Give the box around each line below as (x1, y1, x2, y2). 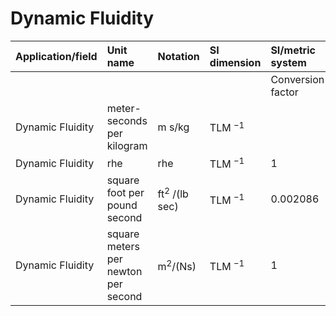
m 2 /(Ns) (157, 257, 197, 273)
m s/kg (157, 120, 190, 134)
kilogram (106, 138, 148, 152)
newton (106, 265, 143, 279)
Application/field (15, 49, 98, 63)
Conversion (270, 72, 325, 86)
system (270, 55, 307, 69)
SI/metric (270, 43, 316, 57)
